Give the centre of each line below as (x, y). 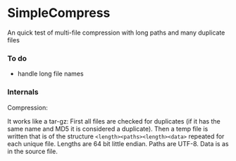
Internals (23, 92)
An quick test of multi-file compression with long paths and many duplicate (116, 32)
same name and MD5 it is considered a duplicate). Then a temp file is (108, 129)
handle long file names (50, 74)
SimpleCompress (59, 13)
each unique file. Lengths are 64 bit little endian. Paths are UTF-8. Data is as (118, 143)
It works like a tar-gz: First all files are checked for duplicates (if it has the (114, 121)
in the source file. (32, 151)
